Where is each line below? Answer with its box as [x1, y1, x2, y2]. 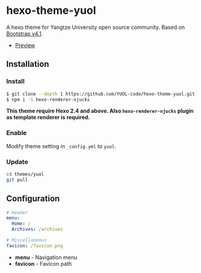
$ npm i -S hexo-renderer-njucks [6, 96, 90, 102]
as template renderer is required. [6, 114, 90, 121]
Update [6, 157, 28, 166]
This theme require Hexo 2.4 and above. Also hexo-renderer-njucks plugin [6, 107, 194, 115]
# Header [6, 209, 28, 216]
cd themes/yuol [6, 171, 45, 177]
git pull [6, 177, 28, 183]
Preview [14, 42, 36, 49]
